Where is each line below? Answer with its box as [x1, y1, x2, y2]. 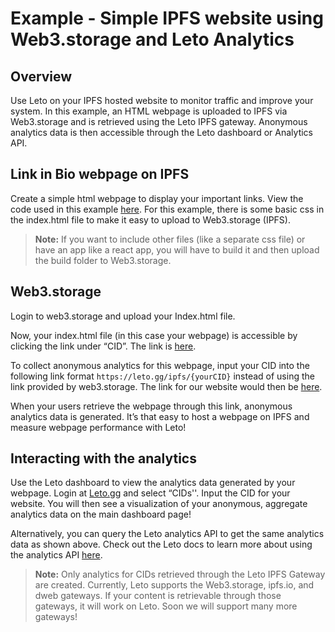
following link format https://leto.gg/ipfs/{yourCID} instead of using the [10, 370, 315, 382]
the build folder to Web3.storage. [34, 254, 172, 266]
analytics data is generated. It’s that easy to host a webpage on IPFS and [10, 410, 310, 422]
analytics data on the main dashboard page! [10, 508, 192, 521]
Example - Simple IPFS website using [10, 7, 324, 30]
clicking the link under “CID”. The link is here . [10, 340, 197, 352]
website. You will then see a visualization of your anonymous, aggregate [10, 498, 308, 510]
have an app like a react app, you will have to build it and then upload [34, 243, 320, 256]
